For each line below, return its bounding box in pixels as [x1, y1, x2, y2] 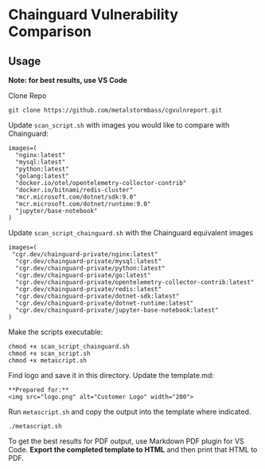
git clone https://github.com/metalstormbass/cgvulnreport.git [8, 106, 223, 114]
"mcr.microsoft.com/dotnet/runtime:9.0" [15, 200, 151, 208]
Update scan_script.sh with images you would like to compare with [8, 120, 230, 129]
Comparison [8, 22, 92, 41]
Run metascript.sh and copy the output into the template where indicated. [8, 407, 251, 416]
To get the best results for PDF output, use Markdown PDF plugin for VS [8, 436, 244, 446]
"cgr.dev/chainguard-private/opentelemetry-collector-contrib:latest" [15, 278, 255, 286]
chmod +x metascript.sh [8, 357, 88, 365]
